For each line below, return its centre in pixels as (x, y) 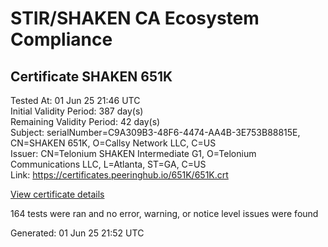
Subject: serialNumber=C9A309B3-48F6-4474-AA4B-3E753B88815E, (155, 132)
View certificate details (57, 194)
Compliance (61, 39)
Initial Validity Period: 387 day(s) (77, 111)
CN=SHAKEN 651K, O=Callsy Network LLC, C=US (113, 143)
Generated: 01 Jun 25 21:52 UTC (77, 233)
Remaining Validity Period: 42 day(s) (85, 121)
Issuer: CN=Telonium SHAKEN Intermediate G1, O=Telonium (133, 153)
